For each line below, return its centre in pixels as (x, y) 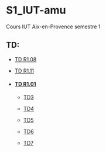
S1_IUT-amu (36, 10)
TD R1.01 (25, 84)
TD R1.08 (25, 59)
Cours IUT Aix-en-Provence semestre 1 (53, 27)
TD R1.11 (24, 71)
